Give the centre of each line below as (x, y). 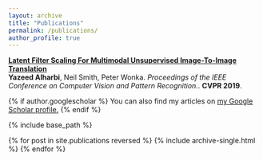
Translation (28, 69)
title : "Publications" (46, 23)
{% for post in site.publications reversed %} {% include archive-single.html (132, 141)
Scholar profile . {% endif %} (55, 110)
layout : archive (35, 16)
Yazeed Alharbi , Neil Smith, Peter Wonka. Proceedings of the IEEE (118, 77)
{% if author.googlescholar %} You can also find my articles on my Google (131, 101)
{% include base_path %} (50, 125)
